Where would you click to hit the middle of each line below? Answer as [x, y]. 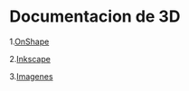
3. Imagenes [31, 76]
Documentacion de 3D [95, 17]
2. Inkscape [30, 59]
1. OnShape [29, 41]
